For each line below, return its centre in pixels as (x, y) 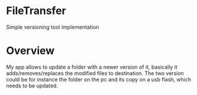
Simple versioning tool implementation (52, 27)
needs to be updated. (32, 86)
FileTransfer (36, 11)
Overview (30, 51)
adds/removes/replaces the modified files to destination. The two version (95, 73)
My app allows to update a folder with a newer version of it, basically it (92, 67)
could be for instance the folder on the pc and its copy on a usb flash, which (99, 79)
